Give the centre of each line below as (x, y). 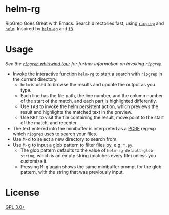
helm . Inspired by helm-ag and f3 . (40, 28)
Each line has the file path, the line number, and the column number (92, 95)
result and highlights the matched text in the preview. (76, 112)
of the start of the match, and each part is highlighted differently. (89, 101)
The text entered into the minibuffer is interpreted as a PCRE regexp (84, 128)
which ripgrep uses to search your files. (55, 134)
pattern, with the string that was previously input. (72, 172)
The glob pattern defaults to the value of (63, 150)
